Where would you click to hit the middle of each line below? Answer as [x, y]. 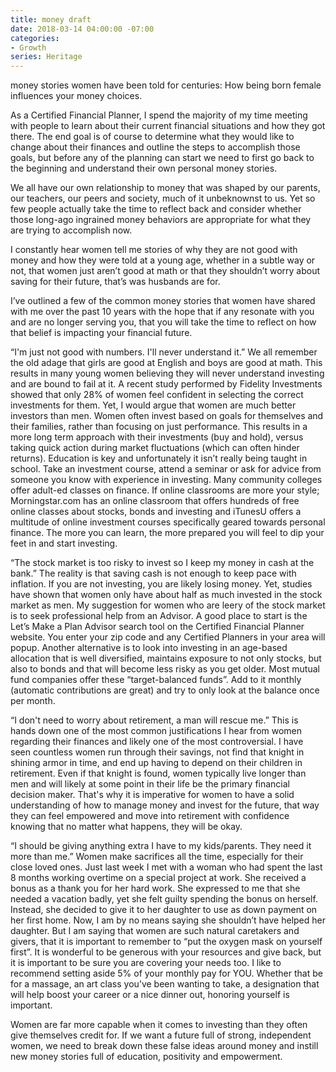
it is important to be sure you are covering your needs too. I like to [146, 963]
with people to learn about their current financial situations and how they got [168, 126]
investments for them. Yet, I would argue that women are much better [153, 405]
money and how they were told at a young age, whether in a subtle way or [163, 260]
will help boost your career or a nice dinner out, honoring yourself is [150, 995]
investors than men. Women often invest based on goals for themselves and [167, 416]
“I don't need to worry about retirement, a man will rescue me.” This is [154, 720]
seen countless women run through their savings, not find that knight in [157, 752]
